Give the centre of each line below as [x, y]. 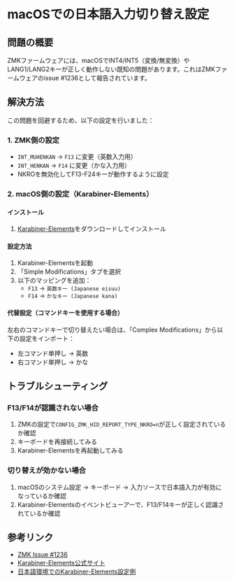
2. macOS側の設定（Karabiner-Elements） [80, 194]
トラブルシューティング [58, 386]
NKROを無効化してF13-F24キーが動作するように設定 [93, 174]
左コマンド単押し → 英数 [53, 353]
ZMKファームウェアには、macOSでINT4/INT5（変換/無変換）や [98, 61]
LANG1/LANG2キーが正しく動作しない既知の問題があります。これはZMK [111, 69]
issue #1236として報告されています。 [97, 78]
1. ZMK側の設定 [34, 140]
